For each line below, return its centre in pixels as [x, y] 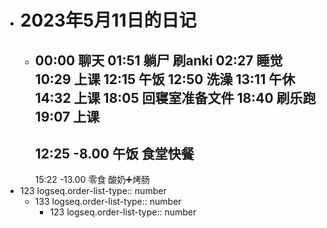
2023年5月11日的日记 [108, 20]
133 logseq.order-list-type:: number [108, 202]
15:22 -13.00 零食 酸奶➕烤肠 [92, 180]
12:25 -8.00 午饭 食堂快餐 [114, 153]
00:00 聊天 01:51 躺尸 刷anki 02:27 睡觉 [158, 60]
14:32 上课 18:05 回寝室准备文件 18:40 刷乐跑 [175, 97]
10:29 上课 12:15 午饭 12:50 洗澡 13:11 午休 [165, 79]
